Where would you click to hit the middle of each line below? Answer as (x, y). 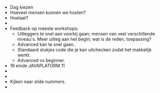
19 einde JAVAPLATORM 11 (37, 65)
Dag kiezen (21, 7)
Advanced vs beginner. (41, 60)
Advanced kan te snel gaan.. (47, 44)
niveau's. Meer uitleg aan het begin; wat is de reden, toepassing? (84, 39)
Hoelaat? (19, 18)
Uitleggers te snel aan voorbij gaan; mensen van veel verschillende (86, 34)
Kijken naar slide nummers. (38, 81)
